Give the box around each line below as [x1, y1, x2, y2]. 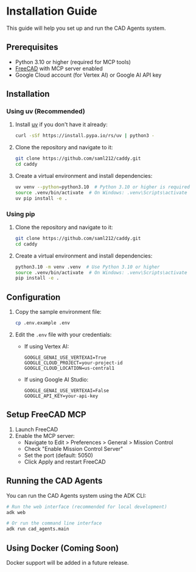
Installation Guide [6, 4, 97, 18]
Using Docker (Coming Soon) [6, 543, 119, 553]
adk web [6, 509, 26, 515]
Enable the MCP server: [15, 432, 75, 439]
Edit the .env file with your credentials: [15, 331, 112, 339]
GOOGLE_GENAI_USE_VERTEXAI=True [24, 355, 107, 361]
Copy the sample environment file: [15, 308, 102, 316]
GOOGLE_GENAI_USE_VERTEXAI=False [24, 388, 110, 394]
